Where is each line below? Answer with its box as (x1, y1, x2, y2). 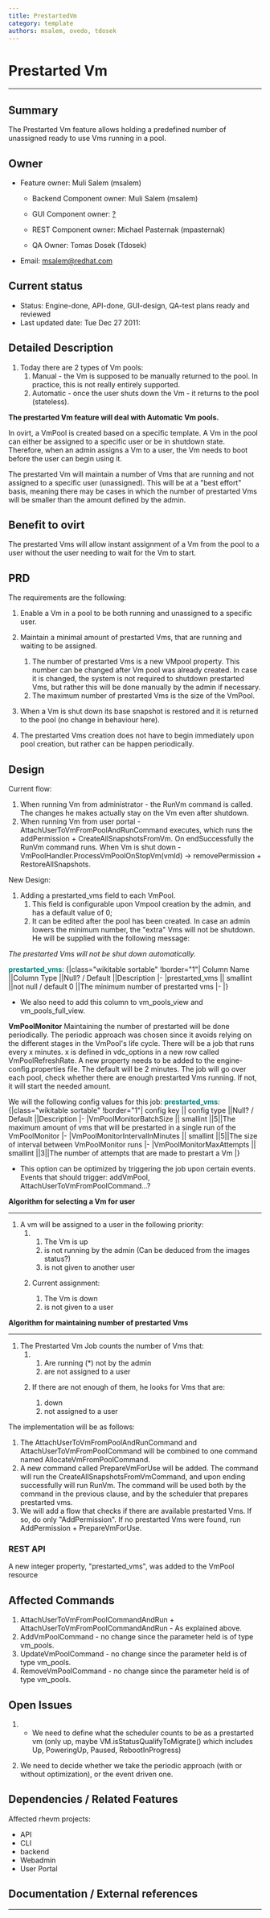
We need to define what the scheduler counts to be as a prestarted (31, 1728, 255, 1738)
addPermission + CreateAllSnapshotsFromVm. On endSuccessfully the (19, 834, 255, 843)
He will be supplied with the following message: (31, 933, 190, 943)
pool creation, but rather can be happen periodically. (19, 739, 194, 749)
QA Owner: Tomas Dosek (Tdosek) (31, 240, 147, 250)
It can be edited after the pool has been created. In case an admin (31, 916, 251, 926)
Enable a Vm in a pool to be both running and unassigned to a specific (19, 609, 253, 618)
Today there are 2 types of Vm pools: (19, 362, 144, 372)
